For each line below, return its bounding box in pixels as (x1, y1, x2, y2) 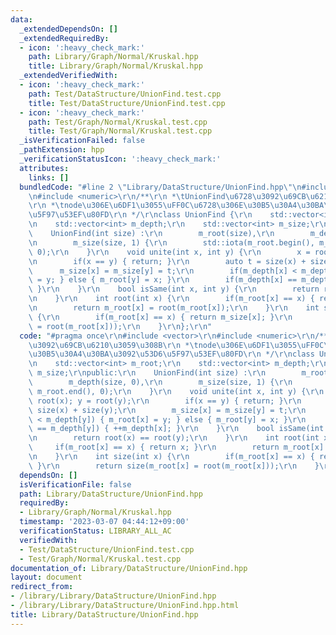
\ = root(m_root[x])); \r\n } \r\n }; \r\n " (28, 321, 213, 331)
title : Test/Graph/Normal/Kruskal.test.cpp (28, 126, 213, 136)
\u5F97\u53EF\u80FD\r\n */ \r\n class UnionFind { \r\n (28, 210, 253, 220)
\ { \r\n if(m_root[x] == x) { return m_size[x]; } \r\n (28, 312, 293, 322)
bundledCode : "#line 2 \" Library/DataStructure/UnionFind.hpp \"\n (19, 182, 302, 192)
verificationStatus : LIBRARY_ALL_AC (19, 526, 172, 536)
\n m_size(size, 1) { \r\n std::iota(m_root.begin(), (28, 237, 315, 248)
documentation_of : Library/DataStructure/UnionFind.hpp (10, 563, 248, 573)
